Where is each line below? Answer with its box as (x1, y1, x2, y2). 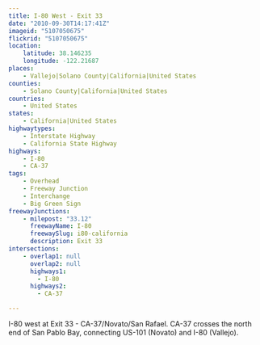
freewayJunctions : (8, 207, 70, 215)
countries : (8, 95, 45, 103)
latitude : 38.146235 (23, 49, 92, 57)
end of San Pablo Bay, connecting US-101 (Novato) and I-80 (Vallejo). (8, 328, 239, 337)
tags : (8, 170, 27, 178)
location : (8, 42, 42, 50)
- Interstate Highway (23, 132, 95, 140)
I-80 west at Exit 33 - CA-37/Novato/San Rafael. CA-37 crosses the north (8, 319, 252, 328)
